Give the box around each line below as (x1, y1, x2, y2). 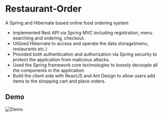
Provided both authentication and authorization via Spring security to (12, 51, 157, 57)
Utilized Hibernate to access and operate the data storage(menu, (12, 40, 149, 46)
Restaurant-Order (5, 3, 82, 15)
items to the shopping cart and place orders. (12, 78, 106, 84)
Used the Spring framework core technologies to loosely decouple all (12, 62, 158, 68)
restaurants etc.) (12, 46, 48, 52)
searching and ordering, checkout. (12, 35, 85, 41)
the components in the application (12, 67, 84, 73)
